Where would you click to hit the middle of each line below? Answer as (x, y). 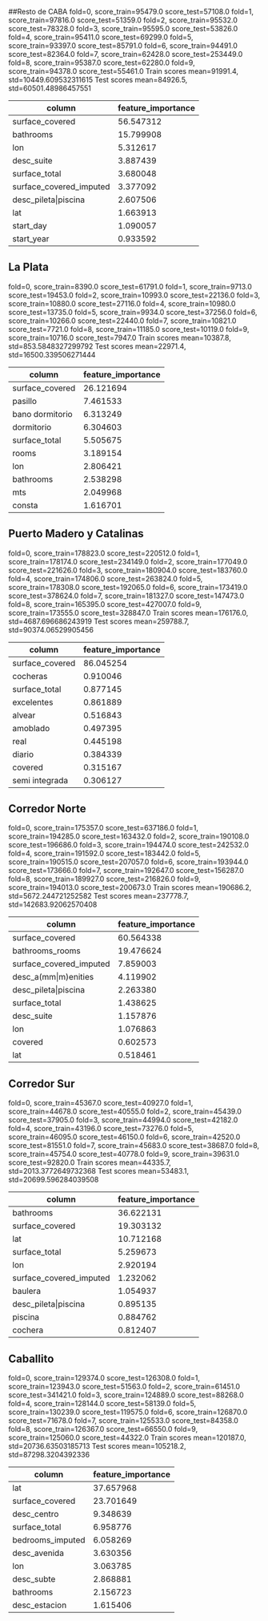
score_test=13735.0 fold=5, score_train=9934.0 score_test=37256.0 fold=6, (133, 312)
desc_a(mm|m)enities (53, 977)
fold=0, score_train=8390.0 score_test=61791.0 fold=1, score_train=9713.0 (130, 286)
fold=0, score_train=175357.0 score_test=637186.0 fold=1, (103, 828)
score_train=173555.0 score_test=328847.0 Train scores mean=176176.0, (128, 612)
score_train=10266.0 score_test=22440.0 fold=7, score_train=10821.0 (122, 321)
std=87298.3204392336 (49, 1455)
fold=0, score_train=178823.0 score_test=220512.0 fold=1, (104, 553)
